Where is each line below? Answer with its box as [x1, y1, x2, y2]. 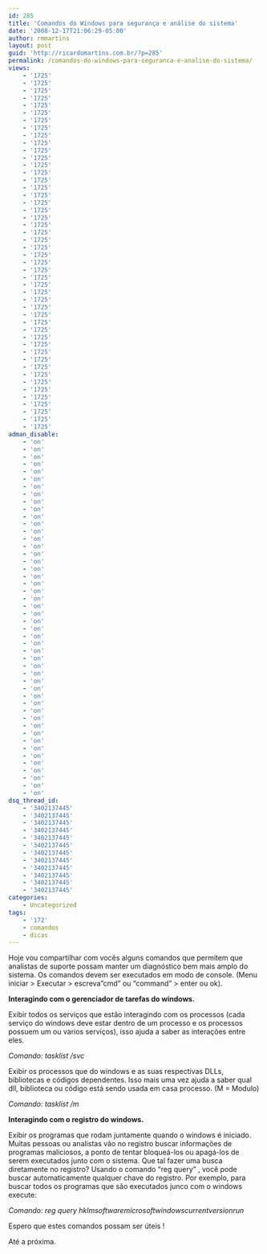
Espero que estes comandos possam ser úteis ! [8, 1221, 165, 1231]
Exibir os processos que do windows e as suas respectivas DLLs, [8, 1067, 225, 1076]
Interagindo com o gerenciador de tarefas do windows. [8, 994, 195, 1004]
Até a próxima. [8, 1237, 56, 1247]
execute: [8, 1190, 38, 1200]
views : [8, 64, 30, 72]
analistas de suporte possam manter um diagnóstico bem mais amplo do [8, 961, 249, 971]
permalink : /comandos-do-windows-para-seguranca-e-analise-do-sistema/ [8, 57, 253, 65]
